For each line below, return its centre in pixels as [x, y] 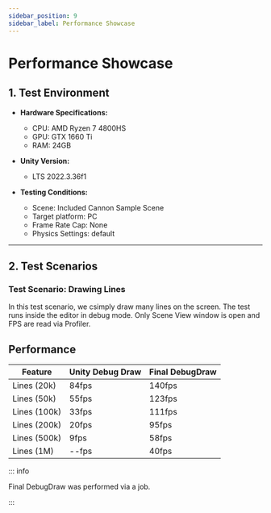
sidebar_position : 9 [43, 16]
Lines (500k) [37, 438]
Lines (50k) [34, 398]
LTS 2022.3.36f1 [59, 176]
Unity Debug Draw [105, 372]
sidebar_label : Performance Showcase [72, 23]
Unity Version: [45, 161]
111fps [163, 412]
